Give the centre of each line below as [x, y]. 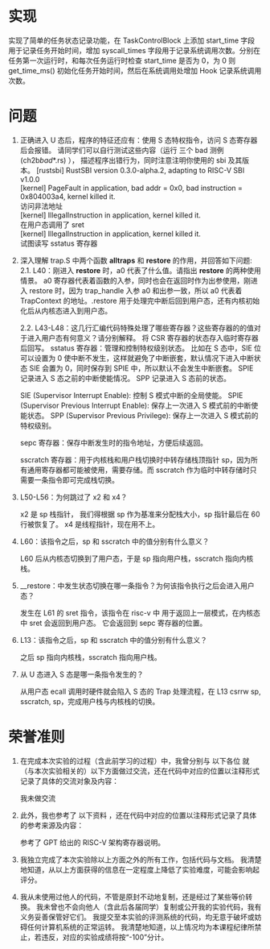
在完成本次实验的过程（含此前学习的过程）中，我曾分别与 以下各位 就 [135, 760]
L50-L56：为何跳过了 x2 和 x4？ [74, 497]
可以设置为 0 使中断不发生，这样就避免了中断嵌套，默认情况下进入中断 [137, 358]
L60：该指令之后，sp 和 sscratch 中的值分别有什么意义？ [115, 541]
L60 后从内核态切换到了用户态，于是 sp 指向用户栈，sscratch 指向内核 [137, 558]
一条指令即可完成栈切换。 [76, 479]
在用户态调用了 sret [52, 224]
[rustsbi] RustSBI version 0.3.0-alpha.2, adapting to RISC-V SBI [140, 170]
